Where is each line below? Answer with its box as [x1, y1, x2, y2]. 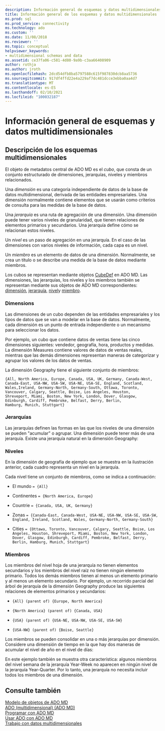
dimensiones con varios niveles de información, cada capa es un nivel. [5, 242, 148, 248]
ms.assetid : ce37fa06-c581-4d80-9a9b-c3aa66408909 [5, 58, 111, 63]
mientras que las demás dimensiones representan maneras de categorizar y [5, 352, 159, 358]
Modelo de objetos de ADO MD [5, 699, 68, 705]
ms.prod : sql [5, 16, 32, 21]
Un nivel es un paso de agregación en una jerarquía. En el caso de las [5, 237, 146, 243]
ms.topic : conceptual [5, 44, 50, 49]
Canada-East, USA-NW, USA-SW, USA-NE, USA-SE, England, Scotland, [5, 381, 144, 386]
